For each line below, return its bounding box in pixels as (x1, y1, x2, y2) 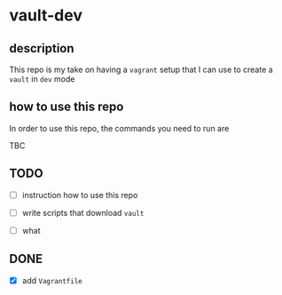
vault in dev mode (9, 74, 75, 84)
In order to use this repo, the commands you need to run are (9, 123, 230, 133)
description (9, 41, 74, 56)
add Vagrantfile (21, 275, 82, 285)
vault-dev (9, 5, 82, 26)
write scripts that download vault (21, 207, 145, 218)
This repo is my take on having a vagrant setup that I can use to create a (9, 64, 273, 75)
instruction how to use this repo (21, 189, 138, 200)
